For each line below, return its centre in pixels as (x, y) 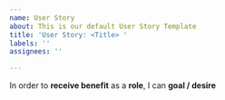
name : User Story (42, 18)
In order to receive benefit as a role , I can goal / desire (112, 85)
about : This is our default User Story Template (103, 26)
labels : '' (30, 43)
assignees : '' (36, 52)
